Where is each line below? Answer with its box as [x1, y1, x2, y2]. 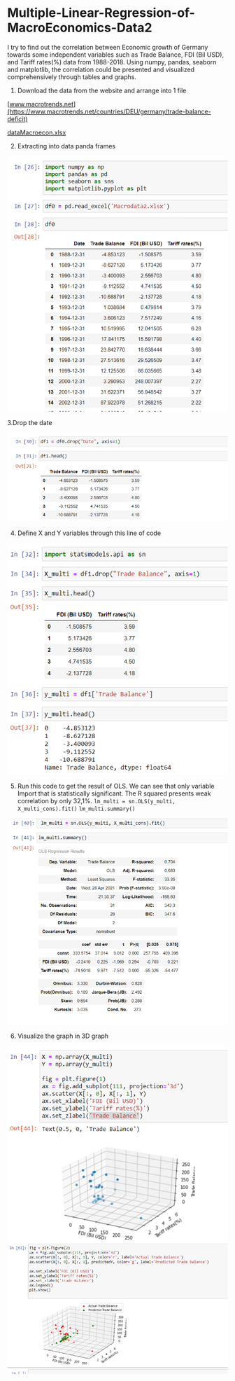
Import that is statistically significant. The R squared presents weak [17, 789, 211, 798]
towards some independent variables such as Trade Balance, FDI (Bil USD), [7, 50, 225, 59]
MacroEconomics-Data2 [7, 20, 152, 36]
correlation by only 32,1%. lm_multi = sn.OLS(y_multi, [17, 797, 176, 805]
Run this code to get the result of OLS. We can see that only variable [17, 782, 215, 791]
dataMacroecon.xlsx [7, 128, 66, 137]
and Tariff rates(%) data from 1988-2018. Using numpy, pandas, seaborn [7, 57, 217, 66]
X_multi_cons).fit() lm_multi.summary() [17, 805, 136, 813]
